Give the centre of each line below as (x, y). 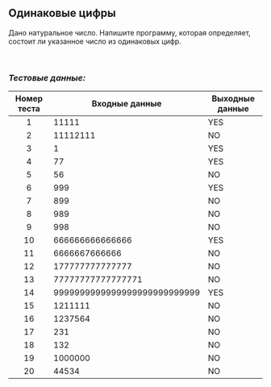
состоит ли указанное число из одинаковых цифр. (95, 41)
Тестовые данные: (47, 77)
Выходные (233, 98)
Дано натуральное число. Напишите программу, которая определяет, (130, 32)
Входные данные (127, 104)
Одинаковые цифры (62, 13)
